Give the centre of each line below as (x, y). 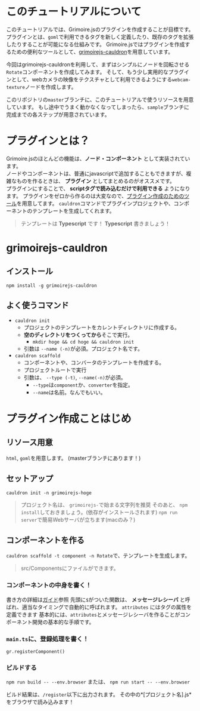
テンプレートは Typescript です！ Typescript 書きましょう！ (96, 223)
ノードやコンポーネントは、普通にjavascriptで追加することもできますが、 (96, 173)
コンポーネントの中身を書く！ (49, 586)
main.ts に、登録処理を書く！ (48, 639)
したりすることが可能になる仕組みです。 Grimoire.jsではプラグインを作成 (96, 44)
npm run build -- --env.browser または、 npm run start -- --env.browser (98, 682)
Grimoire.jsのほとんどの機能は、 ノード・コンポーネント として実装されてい (98, 158)
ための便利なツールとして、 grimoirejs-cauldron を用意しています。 (92, 51)
